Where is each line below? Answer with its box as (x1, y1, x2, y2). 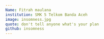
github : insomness (5, 26, 44, 31)
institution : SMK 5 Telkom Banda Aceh (5, 12, 88, 17)
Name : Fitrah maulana (5, 7, 51, 13)
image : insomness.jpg (5, 17, 51, 22)
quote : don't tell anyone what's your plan (5, 21, 99, 27)
